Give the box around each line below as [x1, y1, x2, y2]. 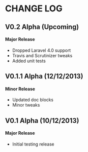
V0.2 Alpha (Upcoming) [5, 23, 79, 31]
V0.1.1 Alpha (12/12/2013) [5, 72, 84, 80]
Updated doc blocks [12, 97, 54, 103]
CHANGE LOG [5, 3, 63, 14]
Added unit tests [12, 58, 46, 64]
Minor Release [5, 86, 35, 92]
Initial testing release [12, 141, 55, 147]
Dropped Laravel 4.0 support [12, 47, 71, 53]
